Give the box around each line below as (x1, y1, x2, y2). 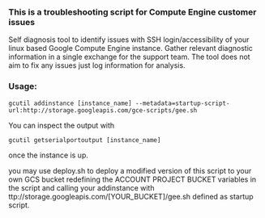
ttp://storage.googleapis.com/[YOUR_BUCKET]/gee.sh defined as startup (8, 191, 254, 201)
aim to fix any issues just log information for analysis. (8, 61, 186, 70)
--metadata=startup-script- (135, 99, 230, 107)
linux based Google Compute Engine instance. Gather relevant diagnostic (8, 44, 254, 53)
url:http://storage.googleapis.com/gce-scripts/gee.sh (8, 106, 198, 115)
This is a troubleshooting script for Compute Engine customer (8, 6, 257, 18)
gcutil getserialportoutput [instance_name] (8, 136, 161, 144)
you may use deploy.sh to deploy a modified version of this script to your (8, 166, 252, 175)
